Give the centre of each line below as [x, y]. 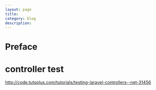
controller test [34, 69]
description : [18, 23]
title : [12, 14]
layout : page [18, 9]
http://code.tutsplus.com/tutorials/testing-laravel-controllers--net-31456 [78, 82]
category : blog [21, 18]
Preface [21, 47]
